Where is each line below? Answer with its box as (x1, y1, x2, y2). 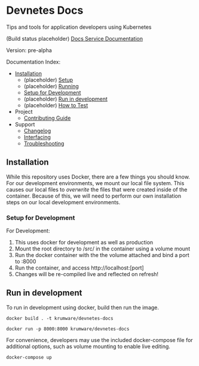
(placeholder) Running (23, 82, 79, 90)
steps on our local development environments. (6, 198, 121, 205)
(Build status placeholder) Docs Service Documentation (6, 35, 143, 42)
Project (14, 108, 33, 115)
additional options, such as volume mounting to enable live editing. (6, 343, 170, 350)
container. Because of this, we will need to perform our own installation (6, 192, 181, 199)
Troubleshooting (23, 140, 65, 147)
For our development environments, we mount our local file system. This (6, 179, 185, 186)
